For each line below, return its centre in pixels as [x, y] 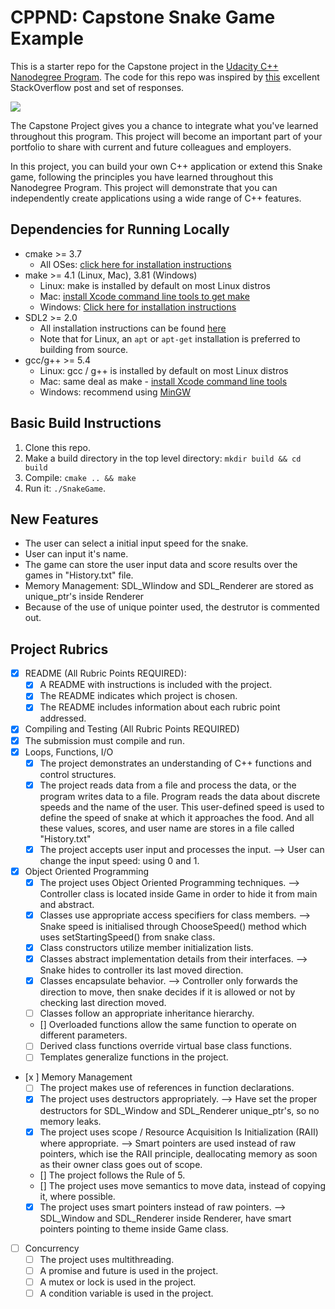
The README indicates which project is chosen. [138, 696]
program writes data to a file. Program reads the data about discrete [180, 796]
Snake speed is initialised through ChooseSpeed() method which [173, 926]
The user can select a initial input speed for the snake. [136, 543]
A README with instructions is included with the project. [156, 685]
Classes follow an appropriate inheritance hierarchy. [147, 1013]
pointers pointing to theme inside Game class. [134, 1228]
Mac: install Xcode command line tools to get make [144, 296]
